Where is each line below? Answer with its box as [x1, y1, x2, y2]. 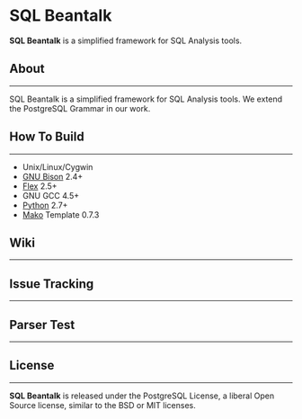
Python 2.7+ [22, 200, 68, 210]
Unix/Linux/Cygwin [22, 161, 93, 172]
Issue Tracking [9, 276, 94, 291]
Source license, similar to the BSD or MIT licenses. [9, 399, 196, 410]
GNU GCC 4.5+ [22, 190, 79, 201]
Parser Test [9, 316, 75, 333]
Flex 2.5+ [22, 181, 58, 192]
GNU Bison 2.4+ [22, 171, 84, 182]
